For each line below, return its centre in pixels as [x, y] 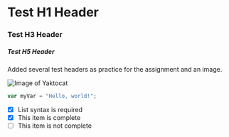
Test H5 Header [31, 51]
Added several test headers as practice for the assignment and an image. [115, 70]
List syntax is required [50, 109]
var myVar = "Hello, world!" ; [52, 97]
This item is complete [49, 118]
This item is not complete [55, 126]
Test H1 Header [53, 12]
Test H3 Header [35, 35]
